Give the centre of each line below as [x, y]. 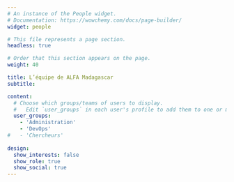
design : [18, 148]
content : [20, 96]
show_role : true [37, 161]
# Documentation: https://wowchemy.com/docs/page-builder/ [95, 20]
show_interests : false [46, 155]
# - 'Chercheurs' [36, 135]
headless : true [29, 46]
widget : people [29, 26]
